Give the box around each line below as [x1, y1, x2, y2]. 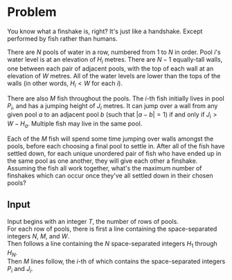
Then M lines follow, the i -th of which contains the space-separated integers [7, 257, 226, 265]
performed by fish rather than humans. [7, 34, 118, 42]
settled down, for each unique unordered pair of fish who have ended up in [7, 149, 222, 157]
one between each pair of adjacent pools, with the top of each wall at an [7, 64, 214, 73]
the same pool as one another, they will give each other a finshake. [7, 157, 198, 165]
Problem [7, 4, 57, 20]
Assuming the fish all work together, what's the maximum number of [7, 164, 202, 172]
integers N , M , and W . [7, 231, 70, 240]
